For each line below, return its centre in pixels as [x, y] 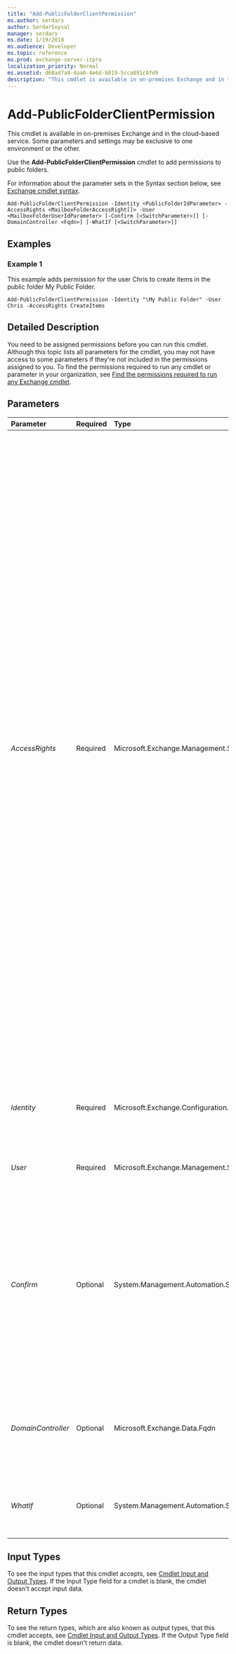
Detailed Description [53, 327]
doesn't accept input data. [45, 1588]
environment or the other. [44, 149]
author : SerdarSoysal [39, 27]
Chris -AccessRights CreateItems [56, 306]
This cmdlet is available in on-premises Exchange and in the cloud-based [113, 134]
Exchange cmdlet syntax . [44, 191]
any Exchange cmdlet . [39, 382]
